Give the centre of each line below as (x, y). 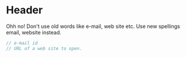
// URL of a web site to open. (44, 48)
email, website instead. (34, 32)
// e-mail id (22, 43)
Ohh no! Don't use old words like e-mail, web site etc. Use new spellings (93, 26)
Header (24, 10)
